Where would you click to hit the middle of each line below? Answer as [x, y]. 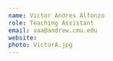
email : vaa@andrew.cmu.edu [53, 30]
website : [23, 38]
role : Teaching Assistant [51, 23]
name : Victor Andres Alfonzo [56, 15]
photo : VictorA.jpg [41, 45]
